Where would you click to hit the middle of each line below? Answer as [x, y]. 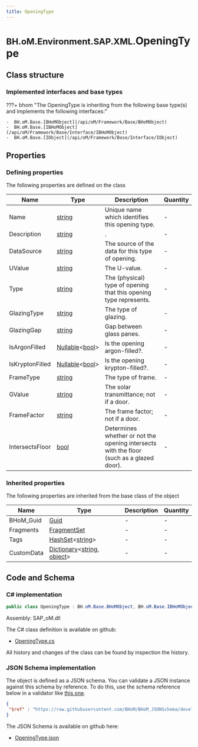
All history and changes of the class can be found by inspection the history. [98, 652]
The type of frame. [131, 378]
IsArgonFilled [27, 347]
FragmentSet [67, 530]
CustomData [27, 553]
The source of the [130, 244]
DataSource [26, 251]
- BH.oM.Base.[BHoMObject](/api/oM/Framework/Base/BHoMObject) [87, 122]
